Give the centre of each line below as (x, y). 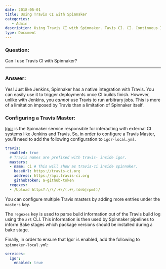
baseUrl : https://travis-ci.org (47, 171)
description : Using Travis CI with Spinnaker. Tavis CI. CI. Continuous (82, 28)
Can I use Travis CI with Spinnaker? (41, 61)
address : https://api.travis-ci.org (52, 176)
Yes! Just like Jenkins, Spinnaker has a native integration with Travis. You (80, 89)
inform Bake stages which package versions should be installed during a (79, 224)
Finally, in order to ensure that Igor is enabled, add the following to (73, 239)
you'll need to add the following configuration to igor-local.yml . (71, 139)
